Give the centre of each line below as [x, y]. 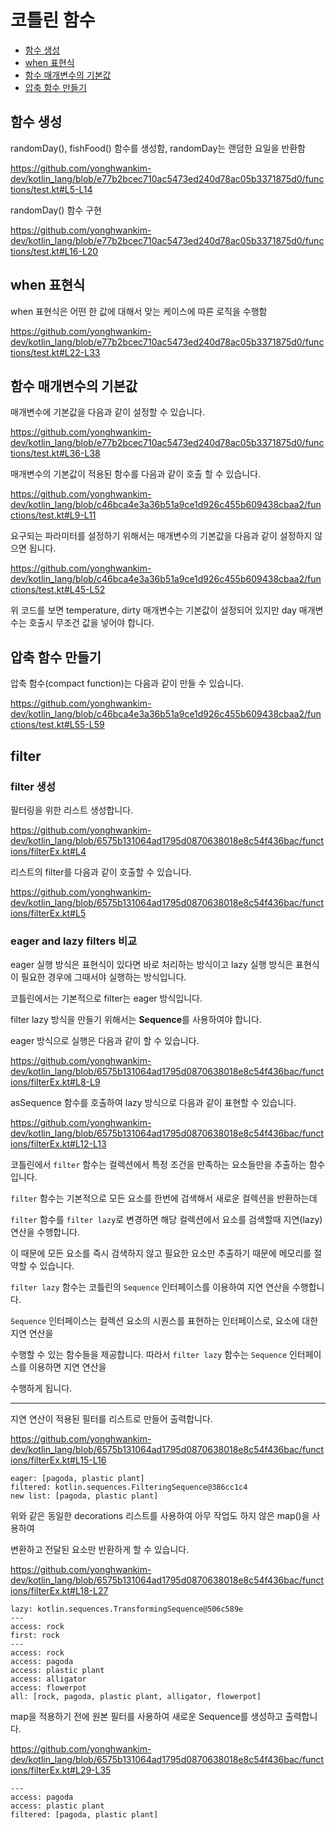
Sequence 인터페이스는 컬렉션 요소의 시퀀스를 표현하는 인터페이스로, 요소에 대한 [164, 1321]
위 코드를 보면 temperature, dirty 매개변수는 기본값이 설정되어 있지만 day [153, 610]
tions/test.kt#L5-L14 [51, 189]
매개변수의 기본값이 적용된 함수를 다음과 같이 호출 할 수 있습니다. [136, 474]
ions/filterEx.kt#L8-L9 [55, 1082]
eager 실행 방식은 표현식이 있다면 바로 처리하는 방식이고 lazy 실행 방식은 [152, 965]
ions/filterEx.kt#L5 [48, 913]
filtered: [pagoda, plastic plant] [84, 1815]
